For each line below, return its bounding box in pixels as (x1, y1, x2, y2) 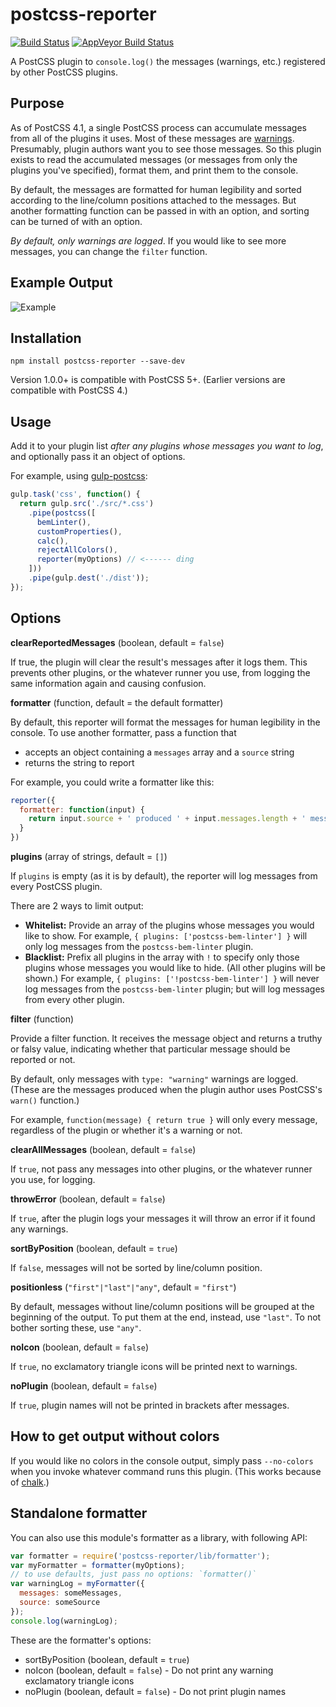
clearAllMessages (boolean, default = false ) (10, 1144, 197, 1155)
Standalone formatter (10, 1505, 148, 1522)
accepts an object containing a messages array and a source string (24, 746, 295, 758)
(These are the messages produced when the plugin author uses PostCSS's (10, 1084, 323, 1095)
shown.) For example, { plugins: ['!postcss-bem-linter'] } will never (24, 973, 320, 984)
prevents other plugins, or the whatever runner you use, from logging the (10, 666, 311, 678)
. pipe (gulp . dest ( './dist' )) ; (28, 573, 150, 583)
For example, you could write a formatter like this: (10, 776, 215, 788)
